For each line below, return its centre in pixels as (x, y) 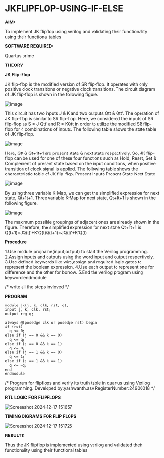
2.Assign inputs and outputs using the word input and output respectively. (80, 257)
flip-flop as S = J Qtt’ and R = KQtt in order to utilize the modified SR (74, 124)
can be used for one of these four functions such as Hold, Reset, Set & (85, 158)
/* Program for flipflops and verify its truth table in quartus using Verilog (78, 383)
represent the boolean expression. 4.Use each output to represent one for (80, 267)
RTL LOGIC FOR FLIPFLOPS (33, 397)
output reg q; (20, 314)
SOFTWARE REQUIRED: (29, 46)
